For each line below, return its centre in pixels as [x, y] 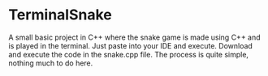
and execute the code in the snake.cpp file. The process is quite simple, [129, 54]
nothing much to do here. [51, 63]
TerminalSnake [60, 15]
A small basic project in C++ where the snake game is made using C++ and [135, 37]
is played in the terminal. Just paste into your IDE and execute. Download [131, 45]
